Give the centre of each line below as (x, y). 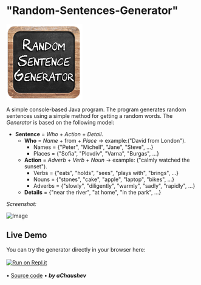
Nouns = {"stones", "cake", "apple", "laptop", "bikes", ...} (104, 179)
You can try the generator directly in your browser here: (76, 250)
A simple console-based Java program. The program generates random (96, 109)
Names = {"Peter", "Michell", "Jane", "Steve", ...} (93, 147)
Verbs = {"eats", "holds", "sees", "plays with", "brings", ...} (106, 173)
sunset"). (36, 167)
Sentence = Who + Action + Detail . (59, 134)
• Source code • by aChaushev (46, 276)
